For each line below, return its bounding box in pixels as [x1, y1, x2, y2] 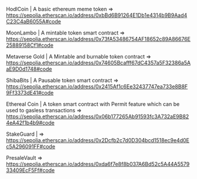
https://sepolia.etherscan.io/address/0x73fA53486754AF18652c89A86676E [6, 36, 191, 42]
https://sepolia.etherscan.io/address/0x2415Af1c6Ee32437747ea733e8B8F [6, 83, 188, 90]
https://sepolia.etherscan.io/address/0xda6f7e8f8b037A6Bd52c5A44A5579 [6, 161, 190, 167]
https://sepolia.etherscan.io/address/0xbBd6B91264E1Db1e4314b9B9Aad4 [6, 12, 188, 19]
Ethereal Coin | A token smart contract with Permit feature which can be [6, 101, 180, 108]
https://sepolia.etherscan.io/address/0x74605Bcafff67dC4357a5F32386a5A [6, 59, 191, 66]
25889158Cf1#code [6, 42, 54, 49]
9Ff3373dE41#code [6, 89, 54, 96]
